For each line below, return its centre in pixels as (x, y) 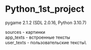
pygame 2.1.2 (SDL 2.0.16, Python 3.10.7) (46, 23)
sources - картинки (25, 32)
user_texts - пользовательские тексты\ (46, 42)
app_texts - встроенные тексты (38, 37)
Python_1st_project (45, 9)
